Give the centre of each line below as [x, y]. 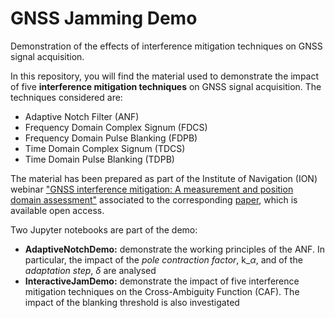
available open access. [57, 210]
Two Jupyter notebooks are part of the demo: [104, 229]
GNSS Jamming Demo [104, 18]
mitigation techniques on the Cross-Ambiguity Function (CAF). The [162, 291]
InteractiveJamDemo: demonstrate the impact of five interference [162, 281]
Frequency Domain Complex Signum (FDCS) [116, 127]
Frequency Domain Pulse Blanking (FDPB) [111, 138]
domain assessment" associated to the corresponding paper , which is [154, 199]
